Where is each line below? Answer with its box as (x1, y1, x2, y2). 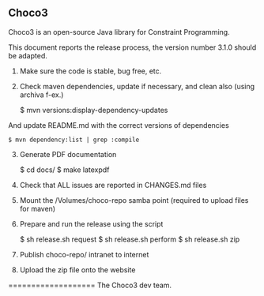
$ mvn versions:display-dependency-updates (19, 105, 168, 114)
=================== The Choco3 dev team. (8, 280, 172, 290)
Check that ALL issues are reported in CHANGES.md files (19, 180, 207, 189)
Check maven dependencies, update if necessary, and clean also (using (19, 81, 255, 91)
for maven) (19, 204, 56, 213)
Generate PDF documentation (19, 149, 117, 159)
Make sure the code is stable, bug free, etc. (19, 66, 162, 76)
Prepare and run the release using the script (19, 219, 164, 228)
